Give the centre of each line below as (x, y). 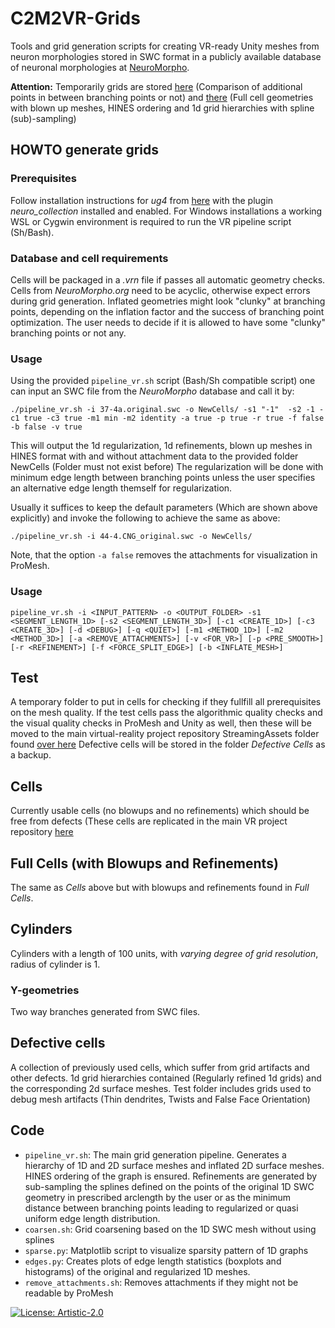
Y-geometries (45, 990)
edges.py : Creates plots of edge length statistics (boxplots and (153, 1261)
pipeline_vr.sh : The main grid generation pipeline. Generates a (155, 1154)
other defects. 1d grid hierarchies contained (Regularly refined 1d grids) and (166, 1078)
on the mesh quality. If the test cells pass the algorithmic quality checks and (166, 713)
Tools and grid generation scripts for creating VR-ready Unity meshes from (165, 46)
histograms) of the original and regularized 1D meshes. (137, 1271)
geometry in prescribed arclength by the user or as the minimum (158, 1197)
